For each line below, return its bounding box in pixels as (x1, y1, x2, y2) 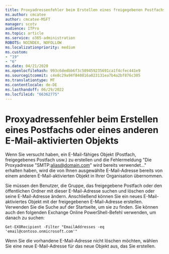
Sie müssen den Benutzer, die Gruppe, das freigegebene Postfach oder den (5, 182, 162, 189)
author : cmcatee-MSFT (5, 17, 51, 22)
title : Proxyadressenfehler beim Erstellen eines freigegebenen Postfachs (5, 7, 165, 13)
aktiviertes (5, 199, 27, 205)
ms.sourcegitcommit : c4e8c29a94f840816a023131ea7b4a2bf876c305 (5, 73, 141, 78)
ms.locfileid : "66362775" (5, 92, 59, 97)
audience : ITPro (5, 26, 39, 31)
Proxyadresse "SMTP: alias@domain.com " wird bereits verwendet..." (5, 162, 147, 168)
